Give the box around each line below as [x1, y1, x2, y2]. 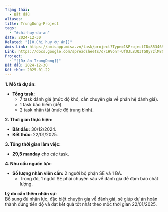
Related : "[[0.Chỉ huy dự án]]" [5, 40, 72, 45]
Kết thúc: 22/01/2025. [12, 132, 58, 137]
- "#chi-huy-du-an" [9, 30, 50, 35]
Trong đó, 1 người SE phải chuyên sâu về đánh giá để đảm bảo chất [19, 176, 159, 181]
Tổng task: [12, 91, 35, 97]
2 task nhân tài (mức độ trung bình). [19, 107, 94, 113]
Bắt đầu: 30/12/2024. [12, 126, 57, 132]
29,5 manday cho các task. [12, 151, 69, 157]
